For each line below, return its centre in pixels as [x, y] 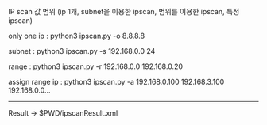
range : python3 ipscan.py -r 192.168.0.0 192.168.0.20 [96, 66]
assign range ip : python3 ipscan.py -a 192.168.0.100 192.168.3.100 [116, 82]
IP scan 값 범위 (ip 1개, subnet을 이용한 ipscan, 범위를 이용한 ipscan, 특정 [124, 11]
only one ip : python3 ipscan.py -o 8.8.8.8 [77, 36]
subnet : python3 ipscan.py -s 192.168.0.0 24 [82, 51]
